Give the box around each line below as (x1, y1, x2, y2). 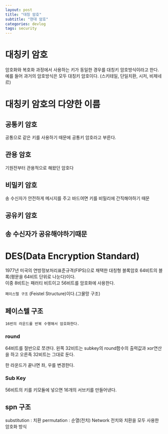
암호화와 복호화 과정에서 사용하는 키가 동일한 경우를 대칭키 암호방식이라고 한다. (5, 67, 159, 73)
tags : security (5, 26, 37, 31)
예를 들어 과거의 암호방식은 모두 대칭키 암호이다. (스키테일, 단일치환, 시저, (5, 73, 148, 79)
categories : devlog (5, 21, 46, 27)
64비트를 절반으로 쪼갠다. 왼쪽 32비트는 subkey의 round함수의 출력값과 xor (5, 345, 154, 351)
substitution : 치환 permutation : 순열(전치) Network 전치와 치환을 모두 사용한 (5, 417, 159, 423)
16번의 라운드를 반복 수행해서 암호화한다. (5, 322, 80, 327)
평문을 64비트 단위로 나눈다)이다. (11, 274, 76, 280)
